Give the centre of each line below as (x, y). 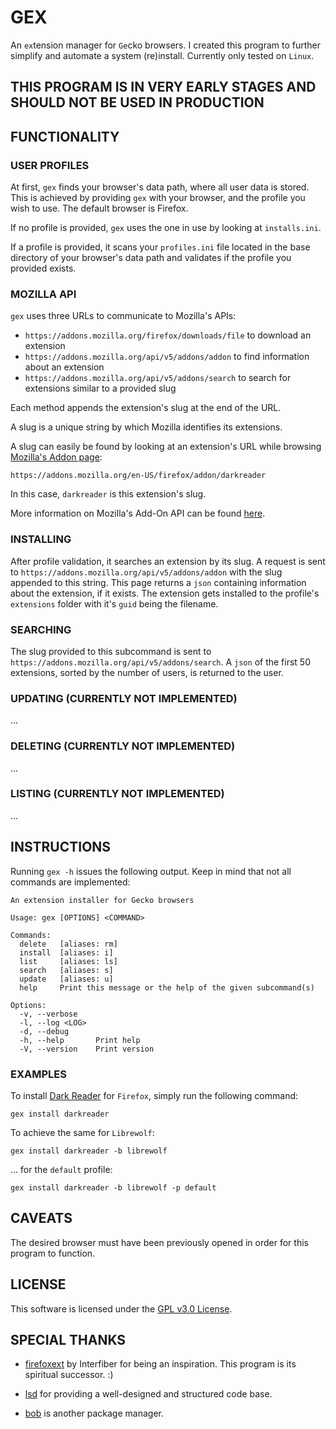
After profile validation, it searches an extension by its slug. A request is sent (168, 561)
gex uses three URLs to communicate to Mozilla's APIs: (123, 316)
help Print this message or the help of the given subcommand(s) (167, 987)
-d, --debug (44, 1031)
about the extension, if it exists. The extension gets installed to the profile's (165, 593)
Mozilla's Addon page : (56, 457)
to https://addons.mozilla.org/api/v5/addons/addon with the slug (146, 572)
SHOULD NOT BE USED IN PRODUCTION (137, 102)
